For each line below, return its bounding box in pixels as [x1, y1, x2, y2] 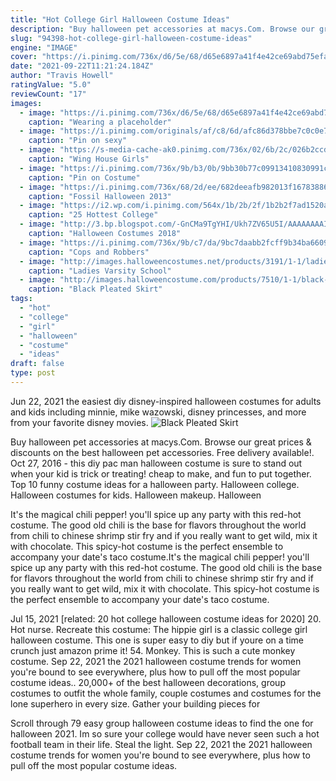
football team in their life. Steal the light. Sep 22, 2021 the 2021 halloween [10, 738, 313, 750]
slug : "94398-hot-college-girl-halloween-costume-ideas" [10, 33, 253, 43]
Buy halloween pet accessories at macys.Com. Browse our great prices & [10, 436, 312, 448]
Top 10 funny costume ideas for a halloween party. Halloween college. [10, 478, 300, 490]
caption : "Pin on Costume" [28, 172, 141, 183]
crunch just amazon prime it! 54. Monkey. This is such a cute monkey [10, 644, 296, 656]
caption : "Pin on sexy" [28, 136, 128, 146]
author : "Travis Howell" [10, 71, 114, 81]
